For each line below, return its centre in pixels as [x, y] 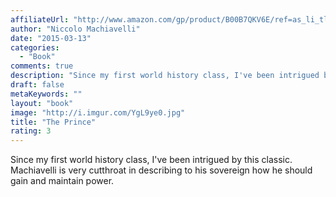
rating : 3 [31, 131]
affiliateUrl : [40, 19]
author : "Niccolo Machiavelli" [75, 29]
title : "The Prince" [53, 122]
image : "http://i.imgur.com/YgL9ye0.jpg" [98, 112]
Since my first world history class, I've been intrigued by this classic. [151, 160]
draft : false [37, 85]
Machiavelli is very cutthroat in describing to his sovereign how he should [161, 170]
